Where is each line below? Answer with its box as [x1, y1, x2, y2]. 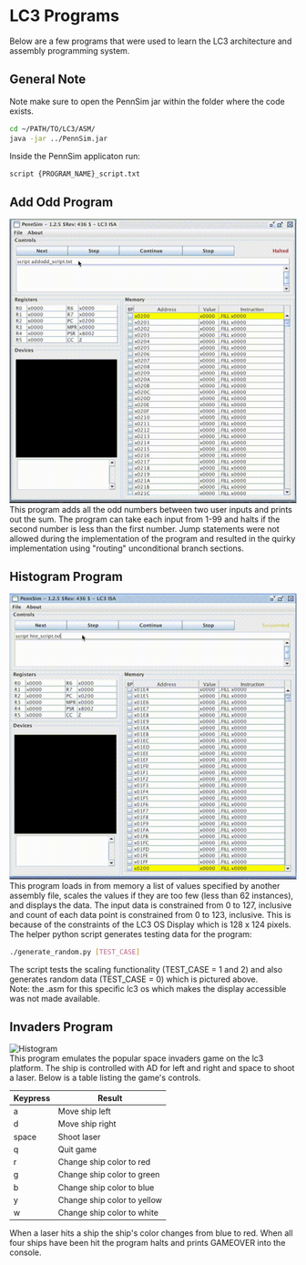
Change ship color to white [57, 1208, 159, 1219]
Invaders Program [9, 1019, 114, 1035]
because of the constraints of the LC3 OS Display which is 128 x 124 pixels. [9, 919, 291, 930]
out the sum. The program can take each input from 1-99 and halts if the [9, 514, 280, 525]
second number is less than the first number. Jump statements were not [9, 523, 280, 534]
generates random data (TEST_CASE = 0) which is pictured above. [9, 974, 259, 984]
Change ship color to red [57, 1157, 151, 1168]
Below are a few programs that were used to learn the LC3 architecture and [9, 36, 292, 46]
